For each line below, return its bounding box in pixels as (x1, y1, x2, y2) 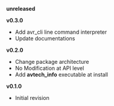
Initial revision (14, 95, 50, 101)
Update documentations (14, 35, 75, 42)
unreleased (6, 5, 36, 12)
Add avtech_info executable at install (14, 71, 109, 78)
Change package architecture (14, 58, 89, 65)
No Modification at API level (14, 64, 84, 72)
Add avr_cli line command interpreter (14, 28, 107, 36)
